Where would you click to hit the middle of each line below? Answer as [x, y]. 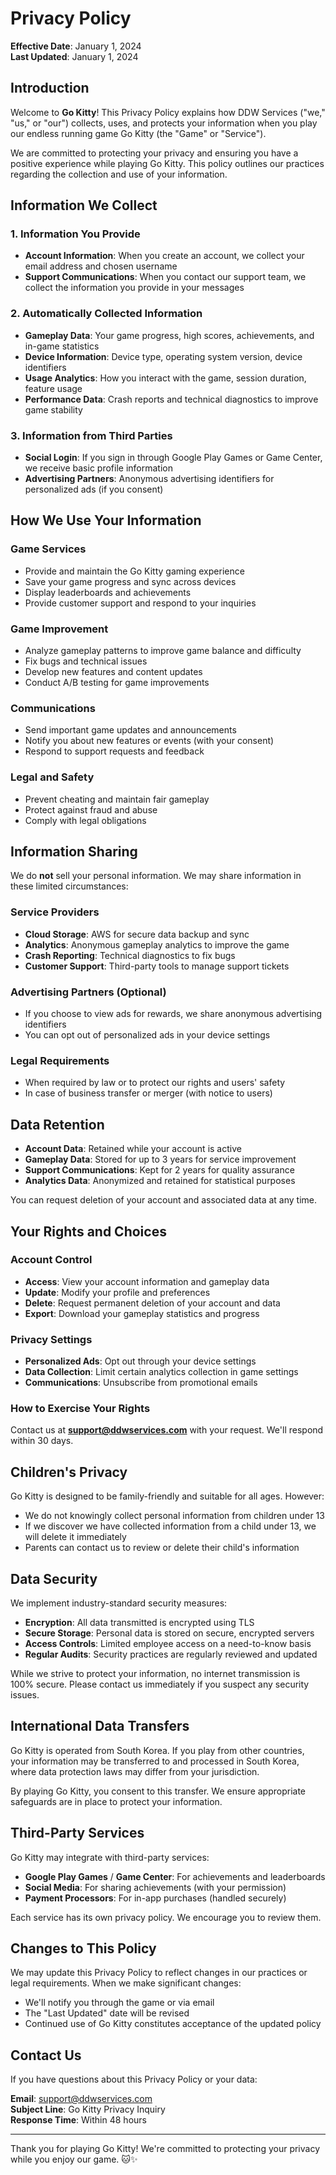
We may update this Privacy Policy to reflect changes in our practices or [159, 1973]
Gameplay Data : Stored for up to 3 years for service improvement [160, 1159]
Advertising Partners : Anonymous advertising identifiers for [149, 479]
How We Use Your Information [106, 520]
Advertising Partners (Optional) [88, 992]
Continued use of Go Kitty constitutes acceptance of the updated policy [173, 2024]
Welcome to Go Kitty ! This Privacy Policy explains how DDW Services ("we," [168, 112]
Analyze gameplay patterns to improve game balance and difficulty [163, 651]
